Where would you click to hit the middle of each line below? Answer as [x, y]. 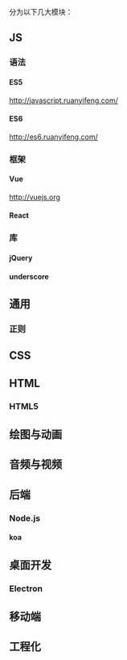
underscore [29, 276]
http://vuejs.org [35, 197]
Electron [26, 588]
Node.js [25, 518]
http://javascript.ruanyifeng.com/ [64, 100]
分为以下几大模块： [41, 12]
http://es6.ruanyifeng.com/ [54, 137]
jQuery [21, 258]
